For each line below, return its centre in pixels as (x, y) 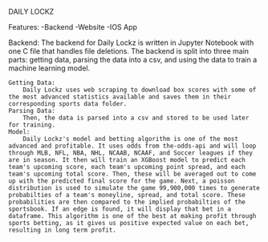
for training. (32, 125)
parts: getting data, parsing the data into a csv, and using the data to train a (133, 60)
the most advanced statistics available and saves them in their (120, 97)
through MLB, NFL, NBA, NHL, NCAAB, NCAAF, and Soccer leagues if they (130, 153)
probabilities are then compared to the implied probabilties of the (127, 202)
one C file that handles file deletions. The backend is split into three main (129, 51)
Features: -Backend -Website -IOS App (73, 27)
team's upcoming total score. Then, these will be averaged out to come (132, 174)
